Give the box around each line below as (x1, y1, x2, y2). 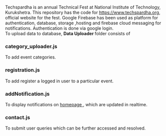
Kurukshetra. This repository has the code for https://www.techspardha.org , (5, 9, 161, 15)
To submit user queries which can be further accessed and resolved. (5, 125, 146, 131)
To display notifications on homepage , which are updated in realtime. (5, 101, 148, 107)
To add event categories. (5, 54, 56, 60)
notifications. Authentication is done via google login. (5, 25, 114, 31)
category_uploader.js (5, 43, 57, 50)
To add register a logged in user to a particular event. (5, 78, 114, 84)
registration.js (5, 67, 40, 73)
